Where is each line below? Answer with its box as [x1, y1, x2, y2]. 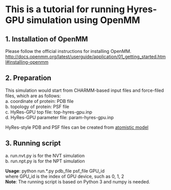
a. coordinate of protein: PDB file [5, 98, 74, 104]
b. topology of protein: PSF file [5, 103, 70, 110]
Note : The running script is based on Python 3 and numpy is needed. [5, 178, 150, 184]
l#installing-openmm [5, 59, 49, 65]
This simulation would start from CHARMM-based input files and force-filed [5, 87, 164, 93]
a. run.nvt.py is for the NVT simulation [5, 152, 85, 158]
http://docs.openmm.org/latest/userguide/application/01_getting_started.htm [5, 53, 166, 60]
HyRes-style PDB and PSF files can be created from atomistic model [5, 124, 149, 130]
